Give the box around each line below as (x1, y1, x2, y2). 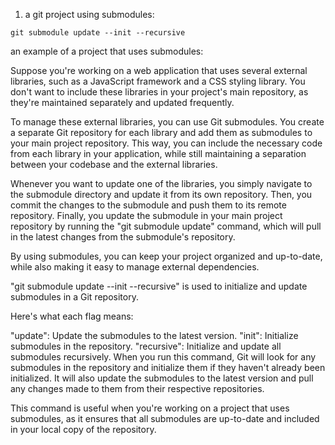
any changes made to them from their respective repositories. (10, 383, 265, 394)
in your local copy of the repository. (10, 424, 157, 435)
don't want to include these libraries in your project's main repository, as (10, 86, 309, 98)
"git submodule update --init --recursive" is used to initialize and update (10, 280, 308, 292)
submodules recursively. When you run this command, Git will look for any (10, 351, 317, 363)
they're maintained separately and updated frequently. (10, 97, 235, 108)
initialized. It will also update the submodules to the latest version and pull (10, 372, 314, 384)
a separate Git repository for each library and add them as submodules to (10, 127, 313, 138)
